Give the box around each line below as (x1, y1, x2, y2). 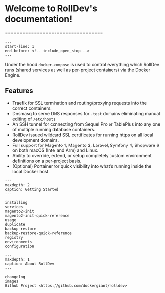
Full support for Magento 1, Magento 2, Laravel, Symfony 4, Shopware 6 (12, 142, 160, 148)
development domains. (12, 137, 59, 143)
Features (5, 87, 33, 95)
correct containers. (12, 105, 52, 111)
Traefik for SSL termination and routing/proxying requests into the (12, 100, 147, 106)
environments (5, 239, 32, 244)
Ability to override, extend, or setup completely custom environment (12, 152, 152, 158)
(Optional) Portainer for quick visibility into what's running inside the (12, 163, 152, 169)
